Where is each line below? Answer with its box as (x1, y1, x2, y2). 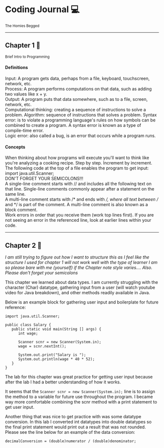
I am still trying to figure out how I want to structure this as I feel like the (5, 254, 150, 260)
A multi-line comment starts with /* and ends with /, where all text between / (5, 196, 159, 202)
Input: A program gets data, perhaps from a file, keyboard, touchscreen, (5, 75, 150, 81)
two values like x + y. (5, 91, 47, 97)
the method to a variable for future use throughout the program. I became (5, 394, 153, 400)
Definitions (5, 65, 28, 71)
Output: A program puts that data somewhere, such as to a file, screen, (5, 96, 148, 102)
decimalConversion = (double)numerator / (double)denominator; (5, 439, 137, 444)
